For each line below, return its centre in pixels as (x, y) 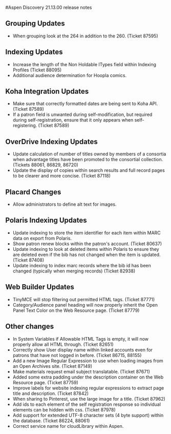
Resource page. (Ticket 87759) (45, 382)
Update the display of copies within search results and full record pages (89, 170)
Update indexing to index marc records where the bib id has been (82, 265)
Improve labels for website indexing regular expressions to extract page (88, 388)
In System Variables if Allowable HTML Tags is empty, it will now (81, 339)
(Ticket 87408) (28, 260)
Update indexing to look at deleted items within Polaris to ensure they (86, 249)
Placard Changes (33, 192)
